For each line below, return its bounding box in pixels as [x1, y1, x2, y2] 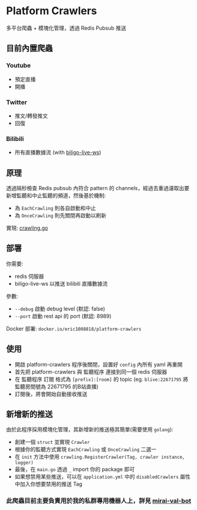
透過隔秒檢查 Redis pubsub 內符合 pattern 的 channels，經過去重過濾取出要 [6, 185, 190, 192]
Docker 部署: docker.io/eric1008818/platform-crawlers [6, 325, 142, 332]
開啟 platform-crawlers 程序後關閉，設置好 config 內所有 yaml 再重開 [14, 361, 183, 368]
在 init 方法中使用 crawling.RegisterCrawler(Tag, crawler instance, [14, 453, 185, 460]
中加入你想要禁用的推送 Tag [14, 480, 83, 488]
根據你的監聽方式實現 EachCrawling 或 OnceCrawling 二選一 [14, 446, 157, 453]
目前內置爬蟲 [6, 43, 53, 54]
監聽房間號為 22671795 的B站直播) [14, 382, 99, 390]
